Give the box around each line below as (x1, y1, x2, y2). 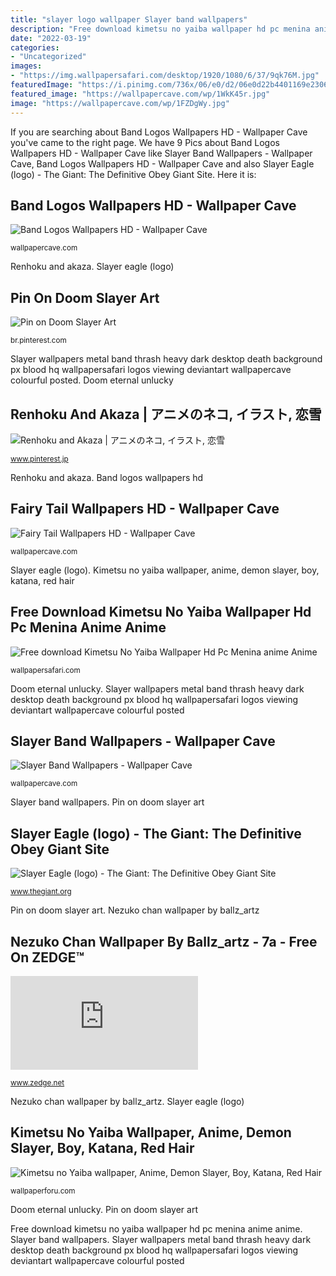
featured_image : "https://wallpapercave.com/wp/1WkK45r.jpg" (10, 89, 271, 99)
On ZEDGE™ (10, 949, 85, 966)
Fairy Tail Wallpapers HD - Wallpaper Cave (10, 501, 280, 518)
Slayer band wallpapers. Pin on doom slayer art (10, 796, 205, 808)
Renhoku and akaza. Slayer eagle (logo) (10, 261, 175, 273)
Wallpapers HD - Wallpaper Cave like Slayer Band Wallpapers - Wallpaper (10, 147, 313, 159)
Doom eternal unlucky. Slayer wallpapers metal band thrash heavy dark (10, 682, 305, 695)
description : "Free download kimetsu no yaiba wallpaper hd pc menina (10, 24, 311, 34)
